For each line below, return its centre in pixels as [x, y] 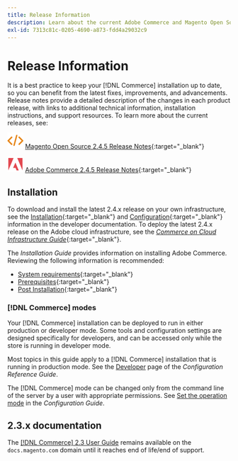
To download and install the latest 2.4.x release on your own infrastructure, [117, 210]
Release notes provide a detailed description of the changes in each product [119, 101]
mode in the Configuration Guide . [56, 403]
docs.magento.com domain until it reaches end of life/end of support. [106, 450]
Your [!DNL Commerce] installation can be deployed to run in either [106, 323]
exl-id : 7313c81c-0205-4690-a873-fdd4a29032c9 [77, 30]
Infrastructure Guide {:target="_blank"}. [64, 239]
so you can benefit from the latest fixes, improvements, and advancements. [118, 93]
